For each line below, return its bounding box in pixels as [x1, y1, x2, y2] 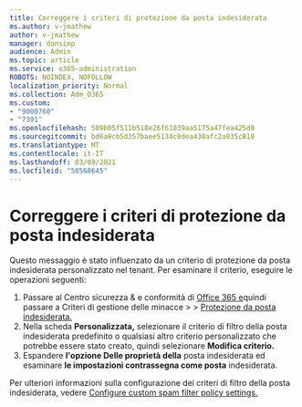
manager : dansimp [9, 38, 76, 48]
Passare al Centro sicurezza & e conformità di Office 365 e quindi [22, 292, 267, 303]
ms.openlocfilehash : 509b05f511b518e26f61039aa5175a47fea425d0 [9, 124, 255, 133]
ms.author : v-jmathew [9, 22, 92, 31]
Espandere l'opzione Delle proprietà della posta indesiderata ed [22, 350, 266, 361]
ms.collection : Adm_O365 [9, 89, 104, 99]
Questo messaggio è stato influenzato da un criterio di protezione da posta [9, 255, 291, 266]
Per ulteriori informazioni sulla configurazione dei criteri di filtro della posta [9, 378, 290, 389]
